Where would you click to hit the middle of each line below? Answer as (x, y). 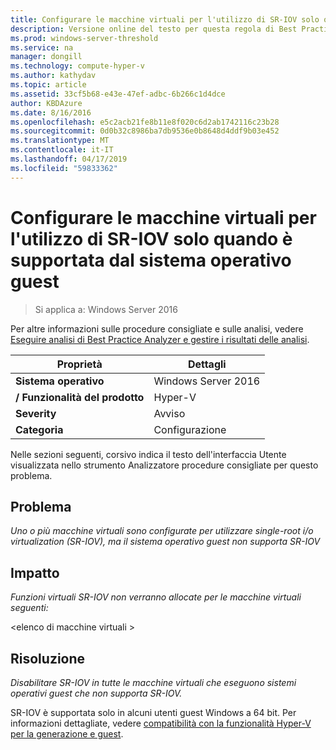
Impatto (35, 572)
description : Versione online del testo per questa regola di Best (154, 29)
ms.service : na (42, 47)
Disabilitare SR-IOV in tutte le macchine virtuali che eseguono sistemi (153, 682)
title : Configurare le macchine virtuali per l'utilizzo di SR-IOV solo (165, 19)
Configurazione (190, 429)
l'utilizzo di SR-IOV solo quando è (151, 238)
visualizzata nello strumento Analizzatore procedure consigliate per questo (164, 465)
